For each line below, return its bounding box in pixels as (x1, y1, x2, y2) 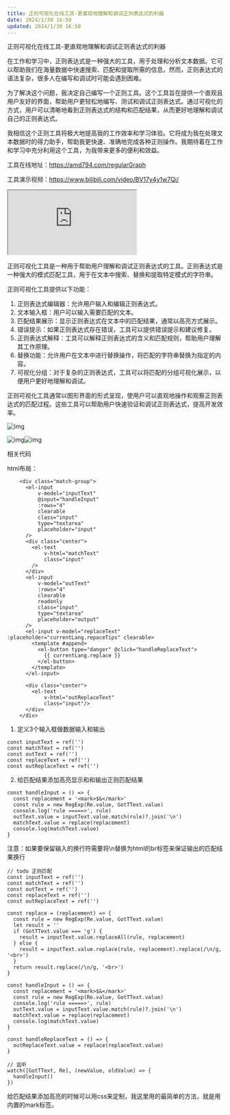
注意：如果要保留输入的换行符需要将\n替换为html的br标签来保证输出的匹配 (7, 845, 217, 853)
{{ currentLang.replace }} (43, 653, 121, 659)
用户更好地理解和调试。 (23, 377, 90, 385)
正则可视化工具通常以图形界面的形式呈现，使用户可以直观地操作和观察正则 (7, 392, 217, 400)
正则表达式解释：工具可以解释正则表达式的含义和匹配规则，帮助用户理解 (16, 334, 221, 342)
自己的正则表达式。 (7, 115, 62, 123)
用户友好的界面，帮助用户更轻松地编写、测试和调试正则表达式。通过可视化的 (7, 97, 223, 106)
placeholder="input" (37, 526, 97, 533)
